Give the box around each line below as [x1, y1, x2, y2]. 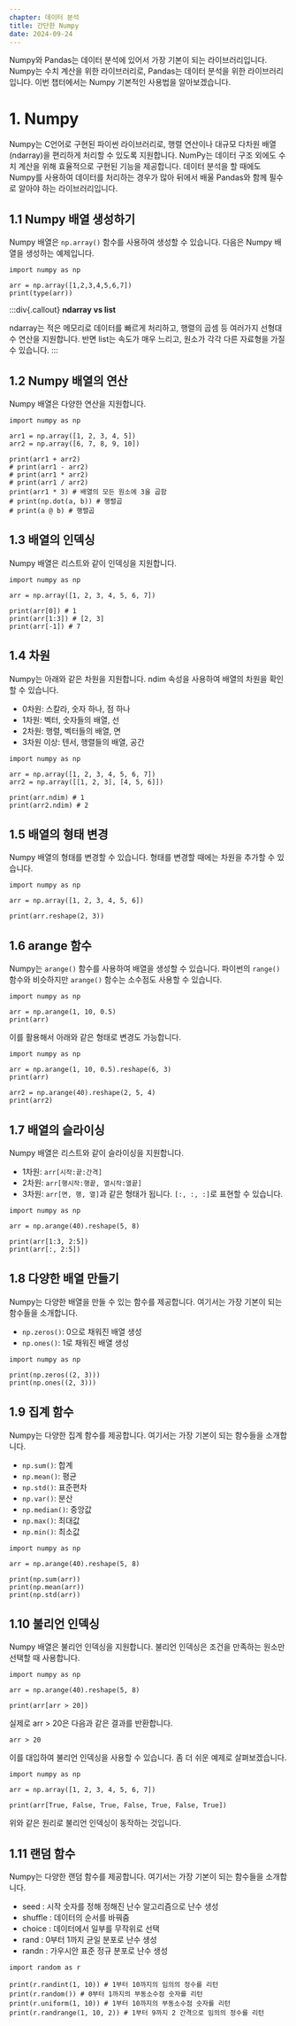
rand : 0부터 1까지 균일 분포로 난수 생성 [21, 1935, 157, 1945]
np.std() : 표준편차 [21, 1481, 87, 1493]
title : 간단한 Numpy [9, 21, 80, 30]
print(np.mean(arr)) [9, 1582, 86, 1591]
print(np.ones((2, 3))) [9, 1378, 97, 1387]
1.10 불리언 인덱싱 [9, 1617, 100, 1632]
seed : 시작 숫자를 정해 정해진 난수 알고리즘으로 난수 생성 [21, 1901, 219, 1912]
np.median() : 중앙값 [21, 1503, 93, 1515]
